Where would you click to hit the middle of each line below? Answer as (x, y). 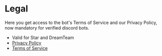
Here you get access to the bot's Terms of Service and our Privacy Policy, (81, 22)
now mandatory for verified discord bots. (47, 27)
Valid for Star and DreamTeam (43, 37)
